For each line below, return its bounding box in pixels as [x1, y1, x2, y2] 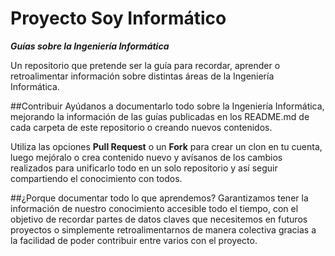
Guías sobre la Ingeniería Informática [10, 40, 170, 52]
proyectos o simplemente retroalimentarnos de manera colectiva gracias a [10, 223, 317, 236]
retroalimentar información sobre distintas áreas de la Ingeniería [10, 70, 275, 82]
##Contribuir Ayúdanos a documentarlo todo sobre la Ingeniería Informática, [10, 100, 325, 112]
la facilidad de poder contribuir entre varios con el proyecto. [10, 234, 258, 246]
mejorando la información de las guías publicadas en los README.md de [10, 110, 310, 122]
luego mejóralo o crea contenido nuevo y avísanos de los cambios [10, 151, 283, 163]
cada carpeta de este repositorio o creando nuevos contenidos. [10, 121, 273, 133]
